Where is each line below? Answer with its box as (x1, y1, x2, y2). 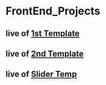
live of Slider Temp (5, 69, 77, 80)
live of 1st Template (5, 28, 79, 39)
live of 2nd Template (5, 48, 84, 58)
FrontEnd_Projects (5, 4, 101, 18)
